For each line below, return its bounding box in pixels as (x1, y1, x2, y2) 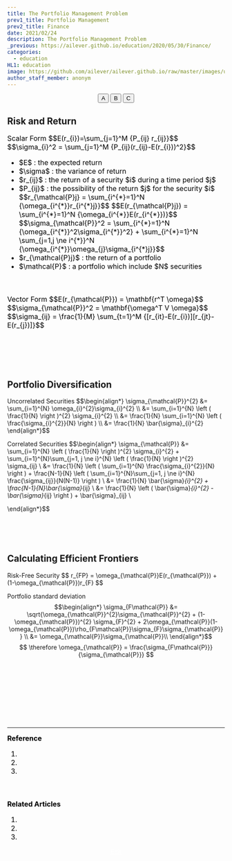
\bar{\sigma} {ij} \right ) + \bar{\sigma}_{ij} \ (7, 491, 131, 499)
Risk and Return (7, 115, 77, 127)
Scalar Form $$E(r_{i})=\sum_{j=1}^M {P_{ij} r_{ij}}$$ (7, 134, 179, 143)
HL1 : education (7, 62, 51, 69)
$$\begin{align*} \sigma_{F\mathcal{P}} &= (54, 603, 178, 611)
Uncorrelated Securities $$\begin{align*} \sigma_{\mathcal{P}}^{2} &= (7, 397, 209, 405)
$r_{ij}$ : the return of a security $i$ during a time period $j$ (19, 175, 216, 185)
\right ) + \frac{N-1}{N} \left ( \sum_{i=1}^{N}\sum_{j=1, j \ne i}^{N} (7, 469, 195, 478)
